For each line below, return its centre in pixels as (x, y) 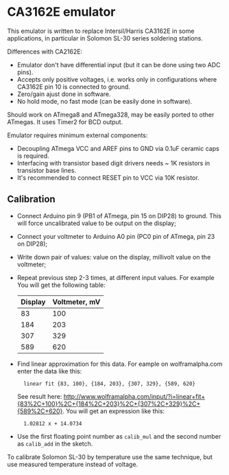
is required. (33, 156)
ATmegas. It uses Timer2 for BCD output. (65, 121)
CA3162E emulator (61, 12)
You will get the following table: (61, 285)
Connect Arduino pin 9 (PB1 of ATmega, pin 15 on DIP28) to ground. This (119, 216)
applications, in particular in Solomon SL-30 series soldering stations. (105, 38)
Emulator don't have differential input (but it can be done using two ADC (119, 65)
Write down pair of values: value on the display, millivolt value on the (114, 257)
